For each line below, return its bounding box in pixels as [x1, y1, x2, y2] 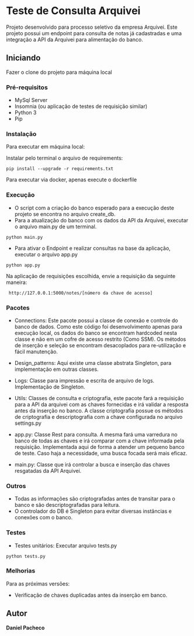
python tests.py [6, 553, 46, 559]
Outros [6, 482, 26, 490]
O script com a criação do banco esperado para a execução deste [14, 204, 174, 211]
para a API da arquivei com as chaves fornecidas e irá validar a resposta [14, 401, 189, 408]
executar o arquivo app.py [14, 251, 78, 258]
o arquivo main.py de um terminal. [14, 223, 97, 230]
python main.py [6, 234, 43, 240]
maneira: [6, 279, 27, 286]
